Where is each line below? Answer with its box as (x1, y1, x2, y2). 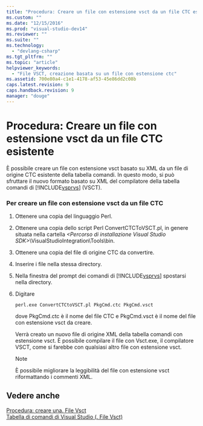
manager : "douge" (6, 93, 50, 99)
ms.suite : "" (6, 37, 39, 43)
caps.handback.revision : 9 (6, 87, 74, 94)
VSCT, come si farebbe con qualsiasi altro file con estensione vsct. (14, 343, 182, 351)
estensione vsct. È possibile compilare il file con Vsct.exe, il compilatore (14, 337, 194, 344)
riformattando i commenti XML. (14, 373, 93, 380)
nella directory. (14, 278, 53, 285)
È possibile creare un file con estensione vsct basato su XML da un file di (6, 164, 188, 172)
